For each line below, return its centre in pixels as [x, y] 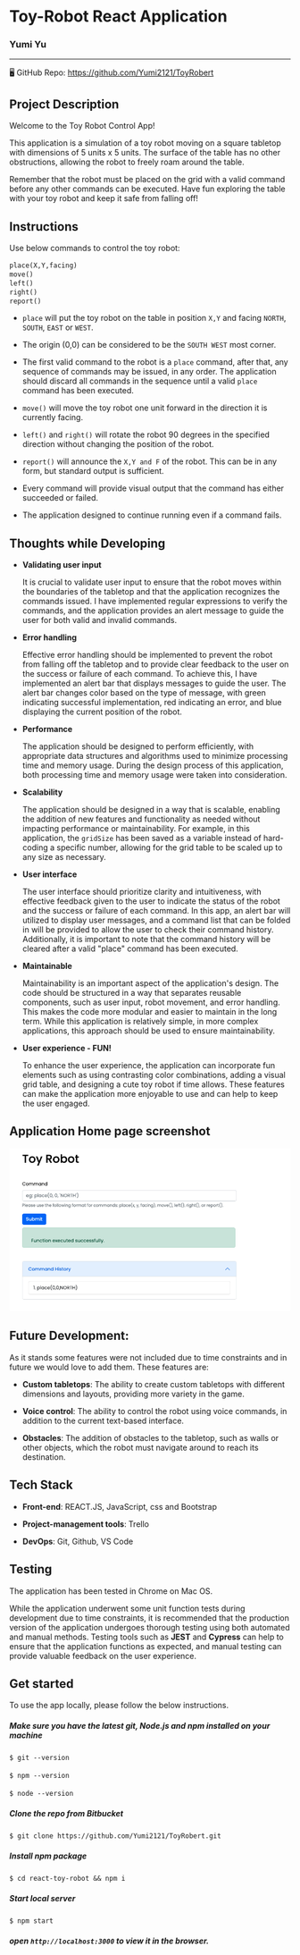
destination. [44, 1457]
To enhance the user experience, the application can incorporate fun [149, 1065]
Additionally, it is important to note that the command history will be [146, 939]
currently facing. [52, 417]
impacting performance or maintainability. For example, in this [136, 828]
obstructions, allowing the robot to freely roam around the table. [127, 162]
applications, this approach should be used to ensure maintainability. [148, 1031]
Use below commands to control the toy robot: [95, 249]
